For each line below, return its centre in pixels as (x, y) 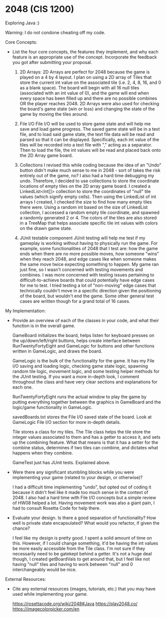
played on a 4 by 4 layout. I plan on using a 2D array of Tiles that (86, 77)
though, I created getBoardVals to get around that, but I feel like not (81, 559)
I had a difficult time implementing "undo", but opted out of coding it (82, 487)
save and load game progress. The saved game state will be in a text (90, 129)
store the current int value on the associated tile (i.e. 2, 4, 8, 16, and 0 (90, 82)
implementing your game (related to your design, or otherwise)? (77, 477)
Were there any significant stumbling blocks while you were (73, 472)
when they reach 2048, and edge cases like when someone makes (88, 259)
